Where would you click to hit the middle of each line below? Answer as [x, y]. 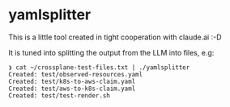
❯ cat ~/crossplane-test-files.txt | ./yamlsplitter [99, 67]
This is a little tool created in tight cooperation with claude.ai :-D [115, 37]
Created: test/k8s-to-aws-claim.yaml [72, 81]
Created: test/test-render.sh [60, 95]
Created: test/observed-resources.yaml [76, 74]
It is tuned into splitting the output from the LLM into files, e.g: [111, 52]
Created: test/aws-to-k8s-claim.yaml [72, 88]
